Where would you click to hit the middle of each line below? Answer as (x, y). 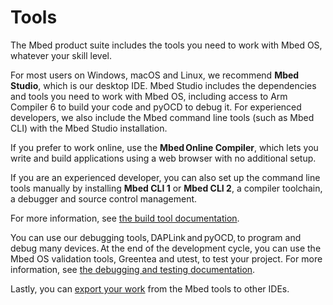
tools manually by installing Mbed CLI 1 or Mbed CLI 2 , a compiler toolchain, (166, 188)
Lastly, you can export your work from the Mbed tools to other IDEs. (150, 288)
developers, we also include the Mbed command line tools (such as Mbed (162, 117)
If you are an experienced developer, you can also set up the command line (165, 177)
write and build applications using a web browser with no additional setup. (163, 158)
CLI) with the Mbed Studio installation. (89, 128)
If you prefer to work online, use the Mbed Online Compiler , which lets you (164, 147)
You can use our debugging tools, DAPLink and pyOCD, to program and (156, 237)
